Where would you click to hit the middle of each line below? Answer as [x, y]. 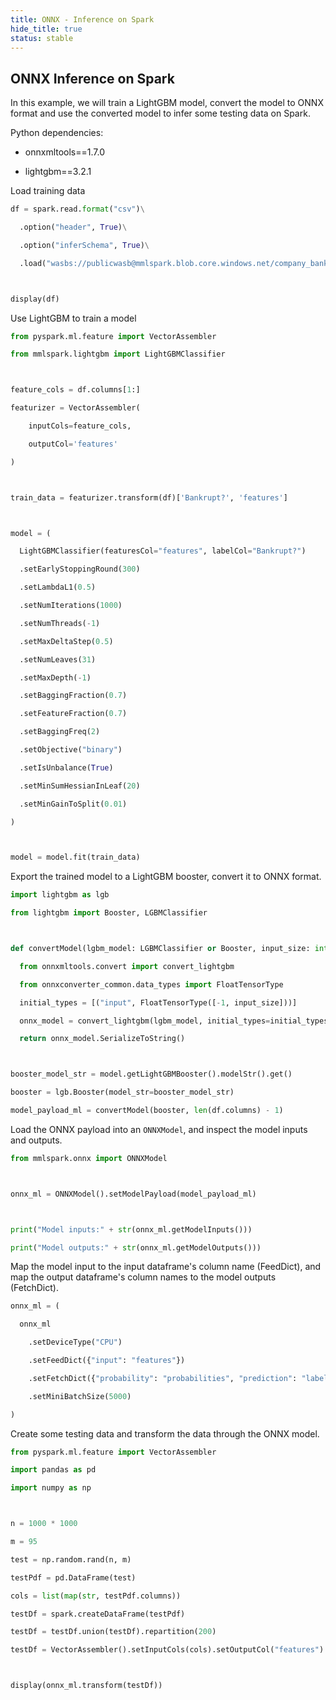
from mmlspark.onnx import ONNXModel [89, 1158]
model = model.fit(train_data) [75, 857]
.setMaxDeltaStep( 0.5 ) [66, 641]
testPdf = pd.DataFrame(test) [73, 1577]
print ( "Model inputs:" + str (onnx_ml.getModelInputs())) [131, 1229]
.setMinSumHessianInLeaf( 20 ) [80, 786]
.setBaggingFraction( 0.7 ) [73, 696]
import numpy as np [51, 1488]
